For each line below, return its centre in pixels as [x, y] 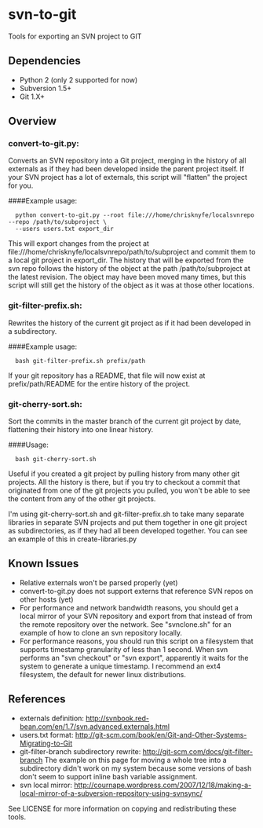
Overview [33, 121]
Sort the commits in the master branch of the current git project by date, [125, 421]
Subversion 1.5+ [46, 88]
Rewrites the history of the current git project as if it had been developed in [130, 323]
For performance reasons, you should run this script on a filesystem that [136, 641]
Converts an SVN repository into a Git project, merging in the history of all [127, 161]
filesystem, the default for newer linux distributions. [102, 674]
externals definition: [52, 718]
